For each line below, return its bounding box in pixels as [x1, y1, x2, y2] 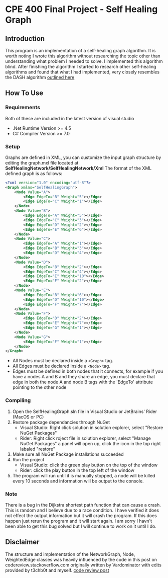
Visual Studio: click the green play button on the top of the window [20, 462, 158, 468]
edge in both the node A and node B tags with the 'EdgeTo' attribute [12, 379, 153, 385]
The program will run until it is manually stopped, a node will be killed [12, 472, 155, 478]
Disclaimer [5, 538, 40, 546]
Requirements [5, 104, 41, 111]
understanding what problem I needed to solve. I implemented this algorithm [5, 58, 163, 64]
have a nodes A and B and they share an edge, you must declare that [12, 374, 155, 380]
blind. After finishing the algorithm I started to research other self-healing [5, 64, 156, 69]
